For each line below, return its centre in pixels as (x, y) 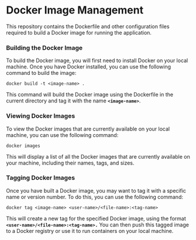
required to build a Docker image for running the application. (79, 32)
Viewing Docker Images (41, 116)
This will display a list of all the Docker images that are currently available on (98, 156)
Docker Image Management (75, 10)
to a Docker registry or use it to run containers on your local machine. (90, 231)
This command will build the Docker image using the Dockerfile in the (90, 95)
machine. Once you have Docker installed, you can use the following (89, 67)
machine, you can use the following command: (62, 135)
